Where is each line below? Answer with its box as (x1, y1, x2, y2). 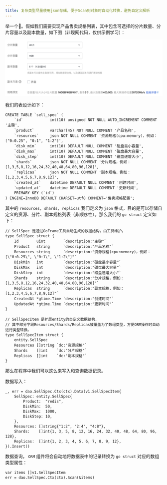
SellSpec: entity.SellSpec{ (14, 394, 72, 399)
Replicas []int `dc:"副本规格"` (14, 353, 87, 358)
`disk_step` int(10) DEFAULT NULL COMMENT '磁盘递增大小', (14, 154, 144, 159)
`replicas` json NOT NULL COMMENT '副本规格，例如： (14, 170, 131, 175)
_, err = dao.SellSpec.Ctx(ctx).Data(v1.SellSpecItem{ (5, 389, 122, 394)
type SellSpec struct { (5, 233, 55, 238)
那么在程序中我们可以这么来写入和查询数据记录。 (5, 368, 106, 374)
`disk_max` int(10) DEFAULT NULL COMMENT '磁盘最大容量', (14, 149, 144, 154)
